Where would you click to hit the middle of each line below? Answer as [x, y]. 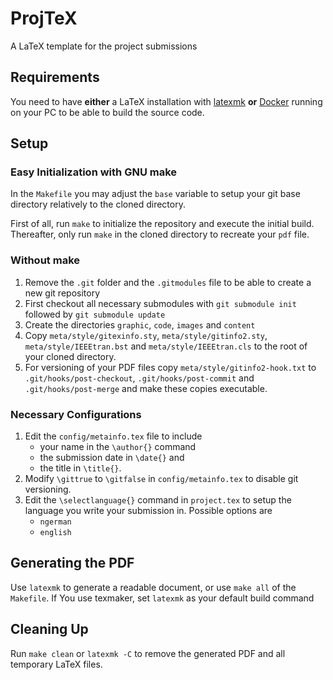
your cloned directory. [70, 356]
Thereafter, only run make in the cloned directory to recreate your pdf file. [160, 234]
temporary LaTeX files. [56, 664]
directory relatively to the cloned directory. [98, 204]
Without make [45, 260]
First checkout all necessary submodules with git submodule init [160, 303]
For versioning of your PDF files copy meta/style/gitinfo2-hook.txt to [170, 367]
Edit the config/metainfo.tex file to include [113, 436]
